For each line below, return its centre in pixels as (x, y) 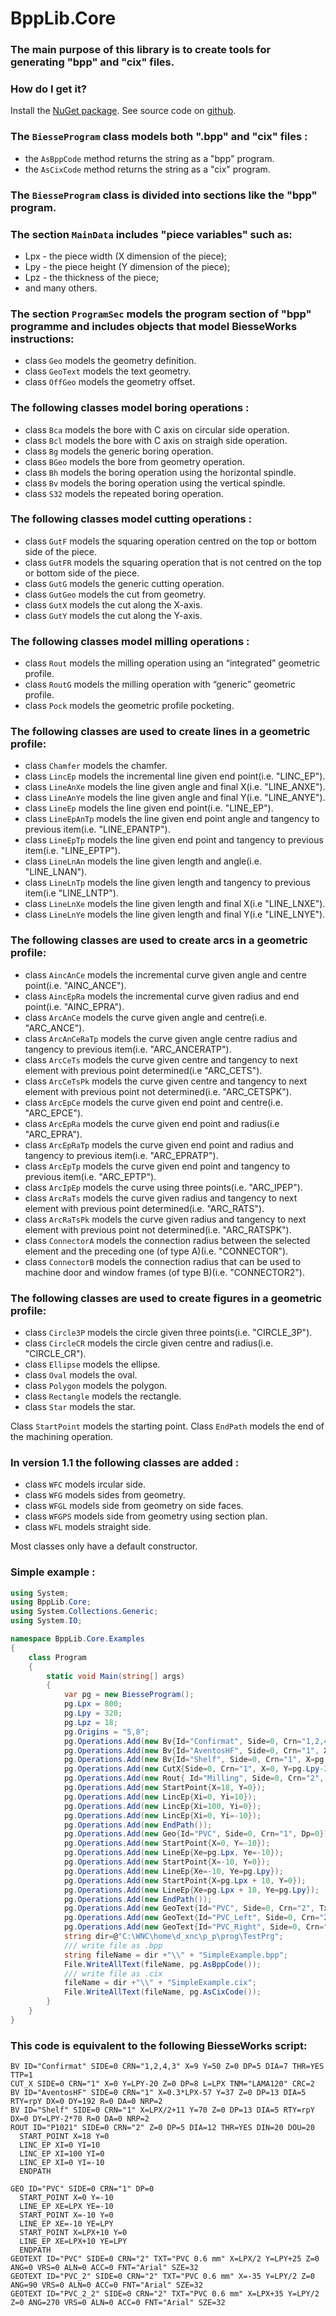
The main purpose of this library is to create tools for (141, 50)
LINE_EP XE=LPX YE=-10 (66, 2207)
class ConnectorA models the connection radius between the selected (167, 1240)
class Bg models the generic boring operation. (119, 451)
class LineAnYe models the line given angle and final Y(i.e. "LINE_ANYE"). (175, 798)
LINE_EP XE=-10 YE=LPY (66, 2224)
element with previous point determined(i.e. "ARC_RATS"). (144, 1208)
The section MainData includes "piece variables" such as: (151, 234)
